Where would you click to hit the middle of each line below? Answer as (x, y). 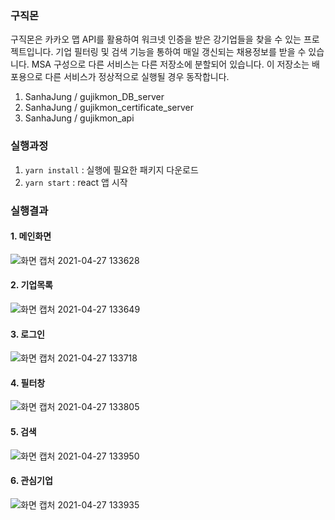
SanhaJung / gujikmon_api (79, 118)
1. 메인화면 (31, 236)
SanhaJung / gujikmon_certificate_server (109, 108)
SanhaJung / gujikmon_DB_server (94, 97)
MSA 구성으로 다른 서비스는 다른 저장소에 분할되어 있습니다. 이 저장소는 (170, 64)
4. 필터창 (28, 383)
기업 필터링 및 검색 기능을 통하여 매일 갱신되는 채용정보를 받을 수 (181, 52)
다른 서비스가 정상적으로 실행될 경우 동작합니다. (137, 77)
